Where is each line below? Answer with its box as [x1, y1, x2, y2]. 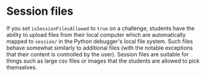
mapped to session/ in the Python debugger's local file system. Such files [6, 37, 193, 45]
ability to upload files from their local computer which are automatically [6, 31, 186, 38]
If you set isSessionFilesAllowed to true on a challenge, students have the [6, 25, 195, 32]
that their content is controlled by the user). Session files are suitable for [6, 50, 189, 58]
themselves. [6, 63, 37, 71]
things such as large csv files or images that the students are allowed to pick [6, 57, 200, 64]
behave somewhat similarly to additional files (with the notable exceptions [6, 44, 193, 51]
